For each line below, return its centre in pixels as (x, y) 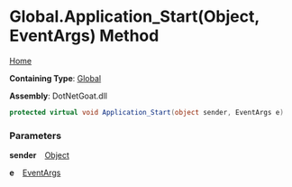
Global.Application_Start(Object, (134, 17)
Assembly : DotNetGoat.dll (59, 96)
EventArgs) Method (84, 36)
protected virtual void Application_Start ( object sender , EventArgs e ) (146, 112)
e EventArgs (35, 173)
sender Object (40, 155)
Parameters (35, 136)
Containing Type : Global (55, 78)
